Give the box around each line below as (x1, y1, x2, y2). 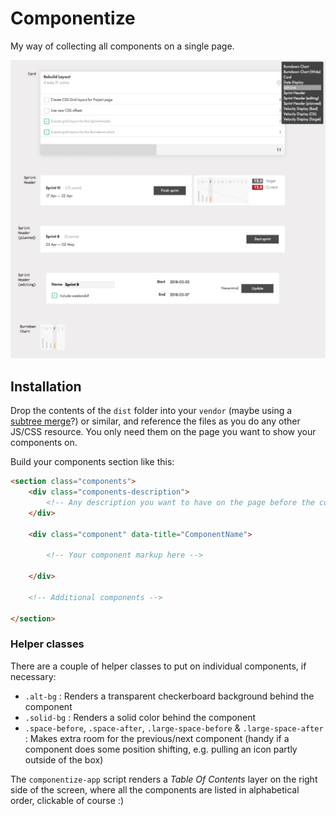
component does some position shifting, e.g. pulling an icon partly (24, 743, 298, 755)
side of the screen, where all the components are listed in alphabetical (10, 783, 300, 796)
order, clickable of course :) (10, 794, 125, 806)
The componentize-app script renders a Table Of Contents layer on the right (10, 773, 318, 785)
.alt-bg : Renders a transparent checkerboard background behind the (24, 690, 315, 702)
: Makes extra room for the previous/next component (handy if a (24, 732, 290, 744)
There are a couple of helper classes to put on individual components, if (10, 660, 307, 672)
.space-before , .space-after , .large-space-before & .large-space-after (24, 722, 324, 734)
